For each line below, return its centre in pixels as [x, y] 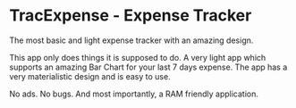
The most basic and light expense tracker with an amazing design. [131, 40]
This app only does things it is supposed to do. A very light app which [138, 57]
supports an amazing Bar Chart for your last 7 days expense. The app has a [148, 67]
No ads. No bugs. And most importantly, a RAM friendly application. [134, 94]
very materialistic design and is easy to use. [90, 76]
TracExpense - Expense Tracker [131, 16]
